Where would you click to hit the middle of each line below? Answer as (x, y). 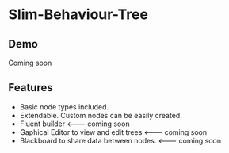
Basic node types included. (64, 107)
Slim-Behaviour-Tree (78, 15)
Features (31, 88)
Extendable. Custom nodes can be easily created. (101, 115)
